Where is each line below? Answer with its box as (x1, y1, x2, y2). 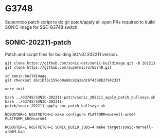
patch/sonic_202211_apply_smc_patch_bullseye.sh (5, 103, 106, 108)
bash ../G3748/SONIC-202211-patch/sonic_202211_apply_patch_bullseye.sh (5, 95, 156, 100)
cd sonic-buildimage (5, 74, 47, 79)
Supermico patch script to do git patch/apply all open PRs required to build (5, 19, 155, 25)
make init (5, 86, 25, 91)
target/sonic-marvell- (107, 125, 153, 130)
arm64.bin (5, 129, 25, 134)
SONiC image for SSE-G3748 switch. (5, 24, 79, 30)
